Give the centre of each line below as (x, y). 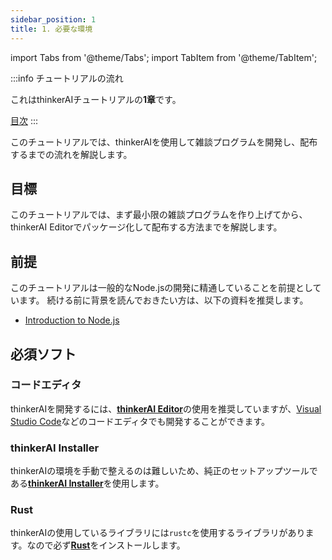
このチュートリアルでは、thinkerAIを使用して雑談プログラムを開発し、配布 (164, 142)
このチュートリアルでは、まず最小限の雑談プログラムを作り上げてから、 (159, 215)
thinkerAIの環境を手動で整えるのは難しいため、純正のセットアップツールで (164, 471)
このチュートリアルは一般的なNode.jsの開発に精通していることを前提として (166, 288)
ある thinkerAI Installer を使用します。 (87, 483)
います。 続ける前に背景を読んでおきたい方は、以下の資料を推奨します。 (159, 300)
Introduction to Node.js (72, 320)
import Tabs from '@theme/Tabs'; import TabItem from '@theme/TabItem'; (164, 57)
